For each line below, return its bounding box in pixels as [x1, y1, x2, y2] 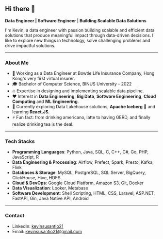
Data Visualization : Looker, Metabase [12, 185, 88, 191]
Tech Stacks [5, 138, 35, 145]
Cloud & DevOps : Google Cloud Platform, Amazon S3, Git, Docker [12, 180, 144, 186]
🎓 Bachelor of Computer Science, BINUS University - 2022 [12, 81, 132, 87]
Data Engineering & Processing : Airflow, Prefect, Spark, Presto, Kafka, [12, 159, 154, 165]
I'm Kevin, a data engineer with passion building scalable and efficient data [5, 27, 155, 33]
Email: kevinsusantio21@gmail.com [12, 228, 82, 234]
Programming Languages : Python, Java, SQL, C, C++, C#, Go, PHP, [12, 149, 149, 155]
